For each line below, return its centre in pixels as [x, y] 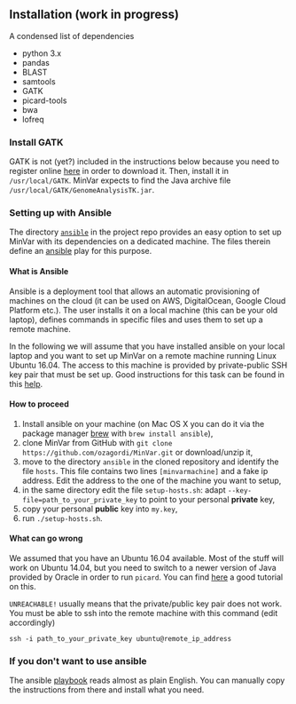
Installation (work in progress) [94, 15]
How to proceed [39, 404]
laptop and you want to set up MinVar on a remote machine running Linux [143, 355]
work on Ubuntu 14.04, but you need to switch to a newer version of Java [143, 568]
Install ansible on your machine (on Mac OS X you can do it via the [143, 423]
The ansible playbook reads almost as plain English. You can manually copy [147, 680]
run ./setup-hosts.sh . [62, 518]
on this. [23, 587]
